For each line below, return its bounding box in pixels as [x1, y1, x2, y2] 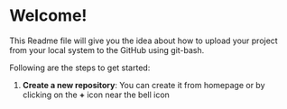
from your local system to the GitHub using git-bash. [9, 44, 205, 55]
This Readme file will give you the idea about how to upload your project [9, 35, 278, 46]
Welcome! [9, 5, 88, 26]
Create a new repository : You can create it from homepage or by [22, 79, 265, 90]
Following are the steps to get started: [9, 62, 151, 73]
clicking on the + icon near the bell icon [22, 89, 170, 100]
